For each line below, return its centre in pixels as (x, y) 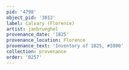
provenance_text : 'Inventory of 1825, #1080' (65, 46)
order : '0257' (24, 57)
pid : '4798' (21, 12)
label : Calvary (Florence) (40, 23)
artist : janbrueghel (33, 29)
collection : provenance (37, 52)
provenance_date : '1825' (38, 35)
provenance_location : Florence (46, 40)
